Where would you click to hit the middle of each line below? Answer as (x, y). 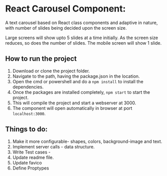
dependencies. (28, 87)
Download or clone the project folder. (51, 71)
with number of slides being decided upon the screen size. (66, 28)
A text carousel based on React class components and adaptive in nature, (81, 23)
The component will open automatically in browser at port (72, 108)
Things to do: (26, 129)
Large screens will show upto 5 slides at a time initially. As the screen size (82, 38)
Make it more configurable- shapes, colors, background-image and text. (87, 141)
